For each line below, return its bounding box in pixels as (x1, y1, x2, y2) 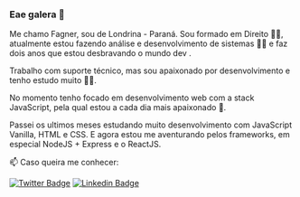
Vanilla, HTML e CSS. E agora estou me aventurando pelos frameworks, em (9, 129, 291, 140)
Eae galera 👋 (9, 8, 65, 21)
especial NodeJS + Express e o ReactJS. (9, 139, 162, 150)
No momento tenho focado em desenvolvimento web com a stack (9, 92, 255, 103)
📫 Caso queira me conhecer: (9, 157, 119, 168)
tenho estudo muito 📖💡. (9, 75, 97, 86)
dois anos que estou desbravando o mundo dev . (9, 48, 192, 59)
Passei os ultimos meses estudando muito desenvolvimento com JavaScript (9, 119, 293, 130)
